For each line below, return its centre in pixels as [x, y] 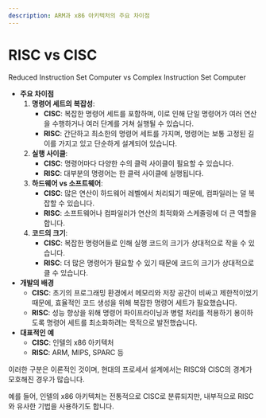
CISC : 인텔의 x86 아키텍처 [73, 342]
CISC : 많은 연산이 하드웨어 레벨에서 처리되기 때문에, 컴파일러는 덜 [145, 193]
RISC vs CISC [53, 55]
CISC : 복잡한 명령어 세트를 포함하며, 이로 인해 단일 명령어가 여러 [143, 113]
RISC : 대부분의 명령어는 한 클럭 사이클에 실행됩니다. [123, 173]
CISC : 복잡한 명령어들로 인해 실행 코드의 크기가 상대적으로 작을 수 [145, 243]
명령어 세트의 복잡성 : [63, 104]
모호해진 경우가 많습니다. [46, 379]
